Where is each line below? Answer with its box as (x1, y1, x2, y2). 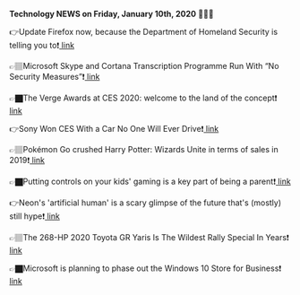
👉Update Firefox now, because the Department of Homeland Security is (9, 27, 279, 37)
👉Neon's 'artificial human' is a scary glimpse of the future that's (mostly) (9, 197, 282, 208)
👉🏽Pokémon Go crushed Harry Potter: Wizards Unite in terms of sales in (9, 144, 279, 154)
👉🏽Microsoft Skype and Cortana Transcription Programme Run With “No (9, 61, 279, 71)
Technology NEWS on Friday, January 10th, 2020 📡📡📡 (9, 9, 214, 19)
